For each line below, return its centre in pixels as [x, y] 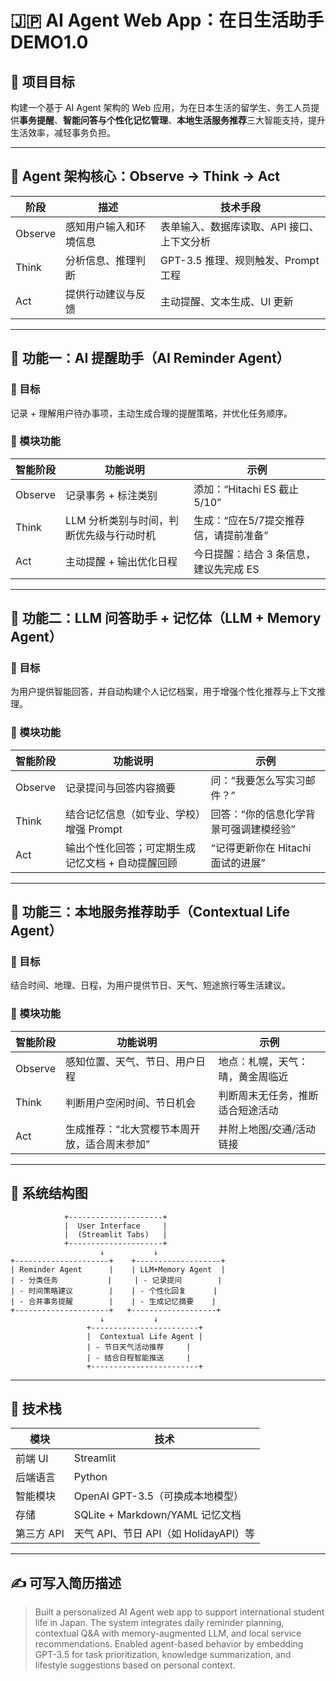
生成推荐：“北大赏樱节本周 [128, 1129]
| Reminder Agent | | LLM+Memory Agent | [118, 1269]
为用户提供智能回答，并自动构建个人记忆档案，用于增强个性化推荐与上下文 [163, 692]
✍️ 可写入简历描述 [66, 1582]
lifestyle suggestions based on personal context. [135, 1665]
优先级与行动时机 [116, 535]
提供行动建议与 [101, 294]
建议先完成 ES [226, 569]
